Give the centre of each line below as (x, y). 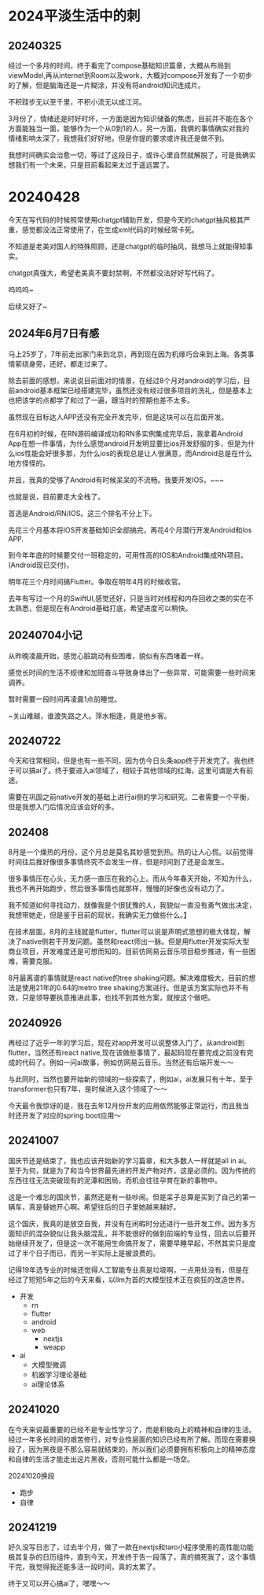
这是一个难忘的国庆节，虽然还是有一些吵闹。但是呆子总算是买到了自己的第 (128, 1197)
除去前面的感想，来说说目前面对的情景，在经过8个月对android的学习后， (126, 380)
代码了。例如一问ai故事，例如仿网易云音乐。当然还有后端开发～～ (128, 1062)
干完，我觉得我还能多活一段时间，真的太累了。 (84, 1567)
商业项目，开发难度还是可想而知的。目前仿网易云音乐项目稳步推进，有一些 (128, 952)
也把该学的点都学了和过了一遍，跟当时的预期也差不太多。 (101, 400)
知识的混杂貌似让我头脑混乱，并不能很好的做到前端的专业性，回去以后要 (132, 1233)
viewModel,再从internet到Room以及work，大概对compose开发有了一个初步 (130, 75)
